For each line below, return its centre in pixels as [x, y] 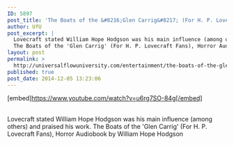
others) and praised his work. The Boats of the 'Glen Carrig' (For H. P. [107, 127]
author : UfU [24, 26]
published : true [31, 72]
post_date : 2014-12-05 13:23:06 [54, 78]
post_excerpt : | [31, 33]
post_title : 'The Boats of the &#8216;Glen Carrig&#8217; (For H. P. [110, 20]
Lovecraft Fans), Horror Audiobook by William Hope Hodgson [95, 134]
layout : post [26, 53]
